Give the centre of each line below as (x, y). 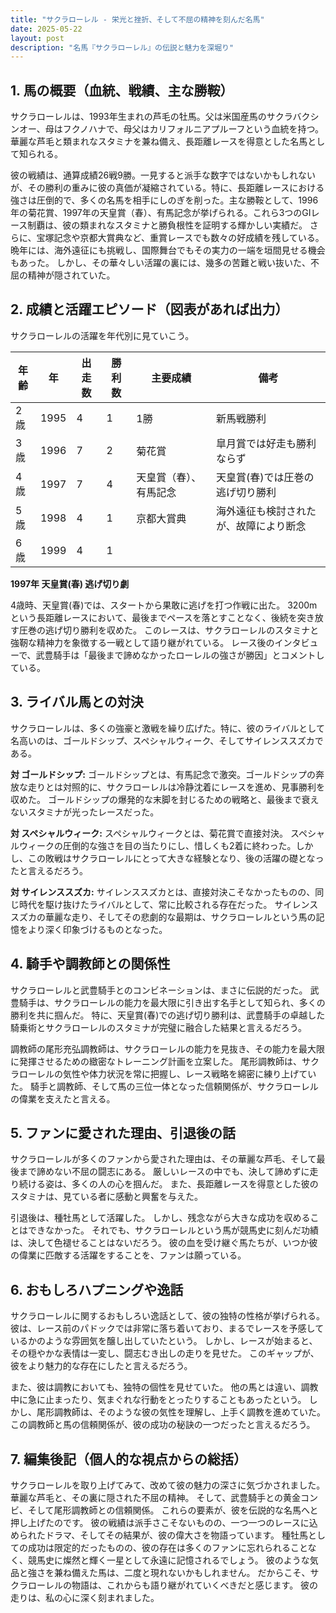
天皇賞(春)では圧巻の (265, 477)
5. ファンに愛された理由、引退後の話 (123, 1132)
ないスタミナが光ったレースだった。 (85, 812)
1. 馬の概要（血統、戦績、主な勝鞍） (122, 90)
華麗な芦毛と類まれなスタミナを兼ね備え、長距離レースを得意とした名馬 (159, 142)
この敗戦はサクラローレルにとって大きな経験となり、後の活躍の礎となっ (176, 858)
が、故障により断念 (261, 526)
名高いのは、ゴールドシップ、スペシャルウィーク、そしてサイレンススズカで (167, 740)
